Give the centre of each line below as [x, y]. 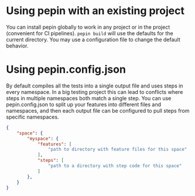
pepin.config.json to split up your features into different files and [83, 104]
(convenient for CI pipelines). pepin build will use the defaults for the [90, 33]
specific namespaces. [33, 117]
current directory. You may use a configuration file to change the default [93, 39]
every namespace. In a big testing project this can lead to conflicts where [95, 92]
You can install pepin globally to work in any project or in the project [88, 27]
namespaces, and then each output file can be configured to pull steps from [98, 110]
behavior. [17, 46]
